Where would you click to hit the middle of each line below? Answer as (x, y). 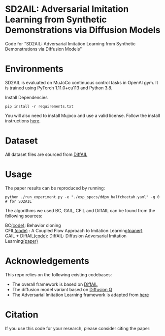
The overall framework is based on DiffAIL (55, 284)
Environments (34, 69)
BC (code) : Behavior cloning (33, 225)
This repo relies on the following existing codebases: (59, 274)
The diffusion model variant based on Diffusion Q (62, 289)
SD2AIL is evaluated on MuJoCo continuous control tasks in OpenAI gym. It (82, 82)
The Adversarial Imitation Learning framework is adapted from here (81, 295)
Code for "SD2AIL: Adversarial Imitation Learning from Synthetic (70, 43)
